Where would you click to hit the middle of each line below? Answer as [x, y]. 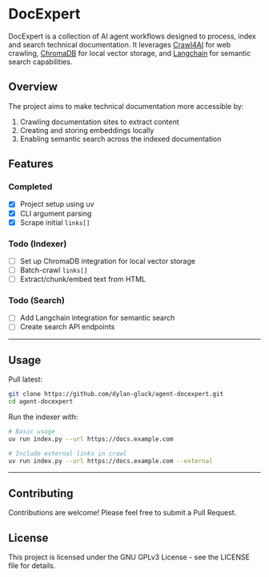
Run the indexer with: [43, 417]
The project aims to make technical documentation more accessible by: [126, 106]
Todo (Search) [37, 301]
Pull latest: [25, 379]
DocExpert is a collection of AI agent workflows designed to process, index [132, 36]
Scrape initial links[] [55, 222]
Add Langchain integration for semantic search [97, 318]
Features [31, 164]
